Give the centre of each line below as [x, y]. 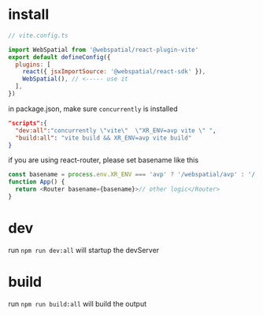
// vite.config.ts [38, 35]
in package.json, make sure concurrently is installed [93, 109]
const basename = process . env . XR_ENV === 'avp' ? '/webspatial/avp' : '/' [133, 175]
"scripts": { [28, 123]
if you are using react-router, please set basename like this [104, 160]
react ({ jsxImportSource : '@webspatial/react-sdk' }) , [114, 72]
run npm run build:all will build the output [78, 303]
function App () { [37, 182]
